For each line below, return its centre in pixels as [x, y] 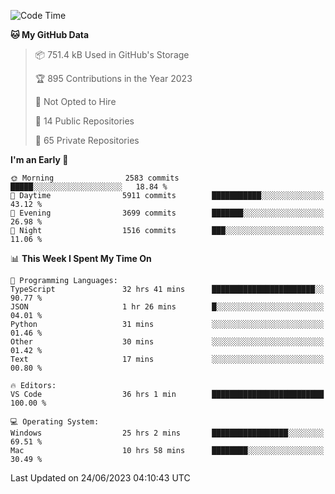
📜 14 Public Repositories [84, 121]
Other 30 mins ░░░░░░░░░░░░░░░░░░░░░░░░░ [167, 342]
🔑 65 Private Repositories [87, 140]
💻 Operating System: [55, 422]
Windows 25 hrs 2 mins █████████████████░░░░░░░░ [167, 433]
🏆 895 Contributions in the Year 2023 [113, 78]
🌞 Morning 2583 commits [95, 178]
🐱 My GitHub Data [50, 34]
